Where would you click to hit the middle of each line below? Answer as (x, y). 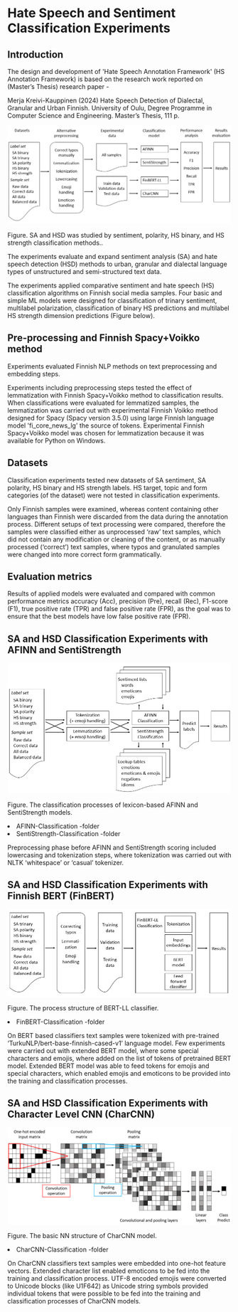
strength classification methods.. (55, 243)
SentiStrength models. (40, 812)
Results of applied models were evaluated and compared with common (111, 594)
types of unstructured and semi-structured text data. (85, 271)
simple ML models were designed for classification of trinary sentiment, (112, 300)
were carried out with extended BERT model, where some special (103, 1050)
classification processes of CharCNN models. (74, 1301)
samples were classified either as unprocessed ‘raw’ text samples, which (114, 531)
